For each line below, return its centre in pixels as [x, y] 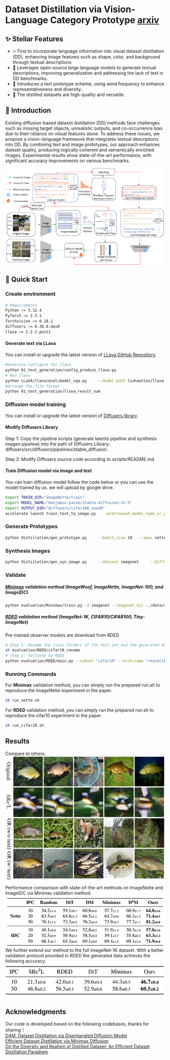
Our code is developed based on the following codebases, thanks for [77, 1024]
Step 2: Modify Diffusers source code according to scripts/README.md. [80, 459]
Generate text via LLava [31, 344]
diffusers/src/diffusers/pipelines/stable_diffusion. [57, 449]
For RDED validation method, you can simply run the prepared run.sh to [80, 710]
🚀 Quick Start [27, 280]
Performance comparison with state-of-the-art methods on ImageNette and [84, 888]
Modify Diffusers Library [32, 427]
